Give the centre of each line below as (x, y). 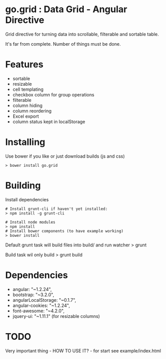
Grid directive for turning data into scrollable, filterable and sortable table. (82, 34)
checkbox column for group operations (54, 94)
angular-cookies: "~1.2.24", (41, 305)
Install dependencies (27, 199)
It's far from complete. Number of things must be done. (63, 44)
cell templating (28, 89)
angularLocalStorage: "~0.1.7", (44, 300)
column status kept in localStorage (49, 121)
